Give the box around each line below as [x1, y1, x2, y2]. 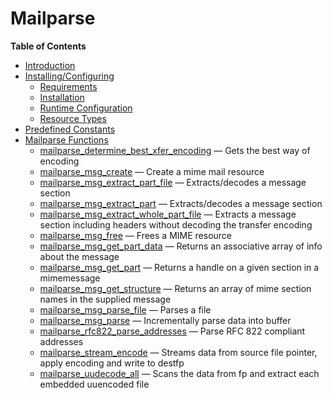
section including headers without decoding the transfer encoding [39, 218, 313, 231]
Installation [39, 91, 85, 103]
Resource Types [39, 112, 107, 124]
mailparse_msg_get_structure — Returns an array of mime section [39, 282, 312, 294]
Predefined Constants [24, 123, 116, 135]
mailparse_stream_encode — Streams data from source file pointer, [39, 346, 318, 358]
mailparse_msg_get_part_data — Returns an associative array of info [39, 240, 323, 252]
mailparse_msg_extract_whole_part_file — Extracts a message [39, 208, 297, 220]
